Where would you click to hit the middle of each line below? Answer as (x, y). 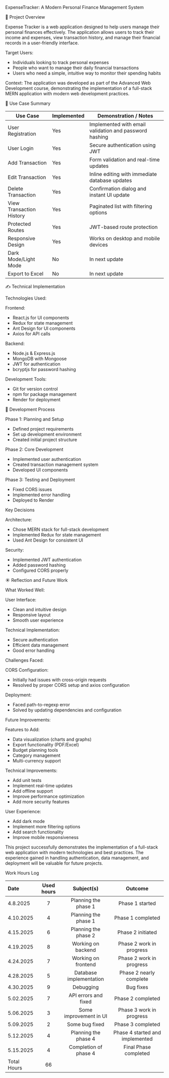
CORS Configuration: (27, 670)
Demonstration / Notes (125, 116)
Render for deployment (36, 400)
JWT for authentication (36, 364)
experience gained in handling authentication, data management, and (77, 858)
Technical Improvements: (31, 770)
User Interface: (21, 600)
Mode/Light (21, 259)
